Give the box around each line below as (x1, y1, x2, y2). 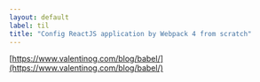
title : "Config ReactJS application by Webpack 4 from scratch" (9, 29, 252, 38)
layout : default (9, 12, 69, 22)
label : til (9, 21, 50, 30)
